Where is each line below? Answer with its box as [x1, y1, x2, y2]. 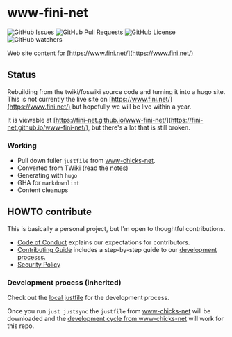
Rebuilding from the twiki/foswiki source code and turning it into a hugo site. [7, 87, 226, 95]
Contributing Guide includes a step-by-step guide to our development [17, 245, 217, 253]
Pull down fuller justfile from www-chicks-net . [17, 157, 156, 165]
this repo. [7, 322, 35, 330]
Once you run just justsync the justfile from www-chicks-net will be [7, 307, 211, 315]
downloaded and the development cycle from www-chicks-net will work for [7, 315, 224, 323]
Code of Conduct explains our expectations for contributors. [17, 238, 190, 246]
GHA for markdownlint [17, 179, 80, 187]
